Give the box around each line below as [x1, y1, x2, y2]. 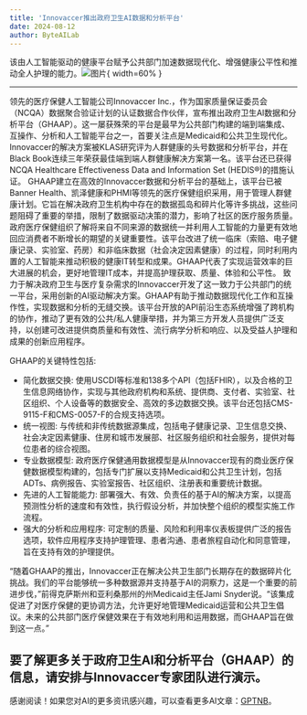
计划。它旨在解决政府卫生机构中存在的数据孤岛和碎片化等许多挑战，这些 [16, 198, 290, 210]
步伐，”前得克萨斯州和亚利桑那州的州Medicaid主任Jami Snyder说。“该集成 [16, 589, 295, 600]
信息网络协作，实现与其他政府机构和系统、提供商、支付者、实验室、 [30, 386, 288, 398]
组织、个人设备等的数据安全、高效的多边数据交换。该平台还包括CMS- [30, 398, 294, 409]
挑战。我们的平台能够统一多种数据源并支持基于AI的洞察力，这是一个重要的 [9, 577, 290, 588]
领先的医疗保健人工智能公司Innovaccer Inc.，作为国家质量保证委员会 [9, 96, 268, 107]
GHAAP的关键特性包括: [9, 356, 97, 367]
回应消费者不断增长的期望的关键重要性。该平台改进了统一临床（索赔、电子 [9, 233, 290, 244]
